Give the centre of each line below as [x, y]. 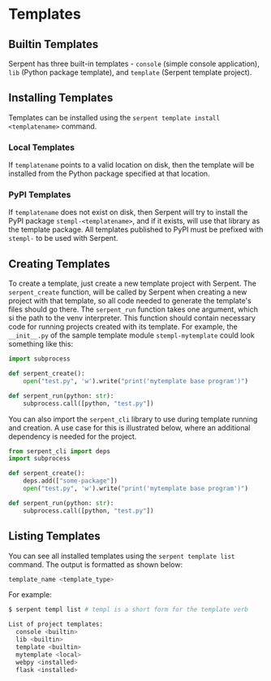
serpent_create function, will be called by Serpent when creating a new [128, 292]
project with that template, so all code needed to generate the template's [130, 301]
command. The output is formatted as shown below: [96, 564]
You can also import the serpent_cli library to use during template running [133, 419]
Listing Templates [54, 537]
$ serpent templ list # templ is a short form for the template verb [129, 610]
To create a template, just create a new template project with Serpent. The [133, 284]
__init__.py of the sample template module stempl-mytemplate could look [132, 335]
